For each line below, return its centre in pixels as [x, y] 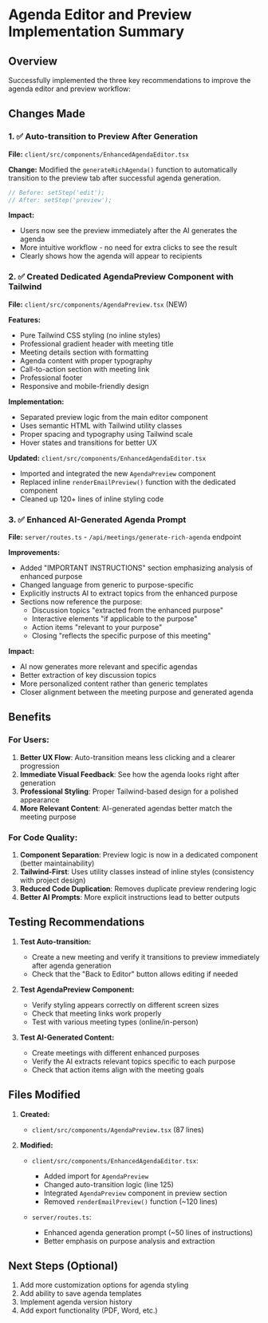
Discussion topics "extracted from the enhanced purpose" [128, 610]
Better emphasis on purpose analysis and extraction [129, 1241]
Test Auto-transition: [55, 941]
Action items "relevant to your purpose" [97, 628]
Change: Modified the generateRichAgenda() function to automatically [123, 169]
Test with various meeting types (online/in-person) [115, 1022]
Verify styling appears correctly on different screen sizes [125, 1004]
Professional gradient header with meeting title [97, 343]
